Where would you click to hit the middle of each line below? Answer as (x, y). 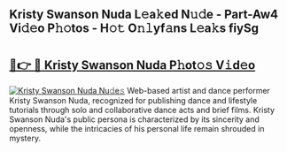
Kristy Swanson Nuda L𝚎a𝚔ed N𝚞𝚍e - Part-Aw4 (144, 15)
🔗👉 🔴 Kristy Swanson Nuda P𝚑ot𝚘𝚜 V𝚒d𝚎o (132, 65)
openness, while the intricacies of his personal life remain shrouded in (137, 129)
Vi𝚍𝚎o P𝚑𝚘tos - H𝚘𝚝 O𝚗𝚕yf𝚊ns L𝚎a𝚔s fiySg (134, 29)
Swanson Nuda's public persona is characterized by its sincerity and (134, 119)
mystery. (25, 138)
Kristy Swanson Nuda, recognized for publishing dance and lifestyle (133, 100)
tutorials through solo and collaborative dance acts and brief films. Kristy (142, 110)
